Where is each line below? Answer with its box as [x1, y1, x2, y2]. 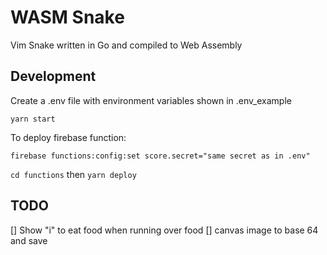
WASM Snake [10, 6, 125, 29]
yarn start [10, 114, 56, 124]
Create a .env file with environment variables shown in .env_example [10, 94, 292, 106]
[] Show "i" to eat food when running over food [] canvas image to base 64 [10, 224, 319, 236]
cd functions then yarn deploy [10, 168, 137, 180]
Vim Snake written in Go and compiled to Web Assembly [10, 39, 243, 51]
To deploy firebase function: [10, 131, 127, 143]
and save [10, 234, 48, 246]
